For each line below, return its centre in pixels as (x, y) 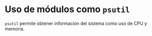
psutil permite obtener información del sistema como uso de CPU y (76, 23)
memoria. (15, 28)
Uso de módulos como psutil (67, 9)
